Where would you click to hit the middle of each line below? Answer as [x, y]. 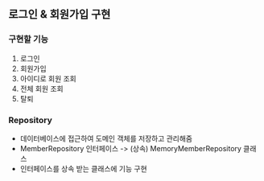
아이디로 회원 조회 [48, 78]
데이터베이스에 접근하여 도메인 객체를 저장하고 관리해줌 [106, 138]
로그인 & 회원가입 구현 [60, 14]
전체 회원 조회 [41, 88]
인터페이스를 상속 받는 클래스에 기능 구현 [83, 168]
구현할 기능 [29, 39]
